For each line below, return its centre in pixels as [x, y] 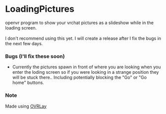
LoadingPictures [40, 9]
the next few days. [24, 43]
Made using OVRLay [26, 106]
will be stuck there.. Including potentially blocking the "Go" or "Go [80, 78]
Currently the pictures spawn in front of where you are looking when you [86, 67]
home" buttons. [28, 83]
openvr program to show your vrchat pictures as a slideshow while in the [79, 23]
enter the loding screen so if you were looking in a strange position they [85, 72]
